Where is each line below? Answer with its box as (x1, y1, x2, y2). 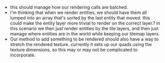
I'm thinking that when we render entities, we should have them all (10, 9, 147, 15)
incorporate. (10, 52, 36, 58)
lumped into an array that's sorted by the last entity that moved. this (10, 15, 150, 20)
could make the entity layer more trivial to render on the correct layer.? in (10, 20, 160, 26)
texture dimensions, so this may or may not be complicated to (10, 47, 138, 52)
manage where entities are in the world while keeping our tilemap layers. (10, 31, 160, 36)
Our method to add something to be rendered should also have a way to (10, 36, 159, 42)
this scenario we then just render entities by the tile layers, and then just (10, 25, 159, 31)
